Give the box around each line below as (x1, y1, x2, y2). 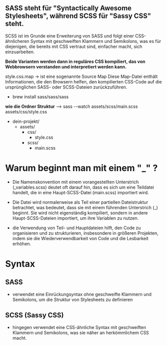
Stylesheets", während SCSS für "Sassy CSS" (5, 12, 151, 20)
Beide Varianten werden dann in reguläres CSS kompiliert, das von (5, 58, 146, 64)
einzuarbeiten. (5, 48, 35, 54)
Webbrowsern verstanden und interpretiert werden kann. (5, 63, 127, 69)
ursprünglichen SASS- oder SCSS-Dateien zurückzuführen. (5, 84, 128, 90)
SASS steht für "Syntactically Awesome (5, 4, 132, 12)
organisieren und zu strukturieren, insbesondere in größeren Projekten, (12, 230, 159, 236)
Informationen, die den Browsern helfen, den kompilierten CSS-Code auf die (5, 78, 162, 84)
